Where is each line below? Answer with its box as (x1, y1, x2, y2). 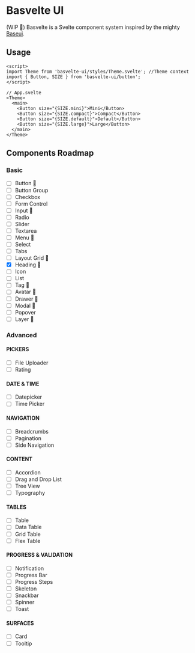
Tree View (14, 482, 40, 490)
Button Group (14, 186, 49, 194)
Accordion (14, 468, 41, 476)
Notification (14, 565, 44, 572)
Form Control (14, 200, 48, 207)
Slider (14, 220, 30, 227)
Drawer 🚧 (14, 295, 38, 302)
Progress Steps (14, 578, 53, 585)
